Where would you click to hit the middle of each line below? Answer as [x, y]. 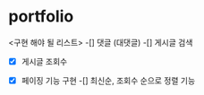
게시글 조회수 [44, 61]
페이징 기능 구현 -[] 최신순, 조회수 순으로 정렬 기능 [108, 81]
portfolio [41, 17]
